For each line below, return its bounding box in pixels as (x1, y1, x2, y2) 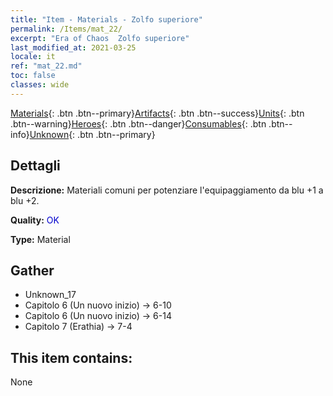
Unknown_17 (24, 289, 77, 301)
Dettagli (10, 157, 61, 175)
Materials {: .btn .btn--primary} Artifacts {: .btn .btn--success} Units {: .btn (10, 107, 305, 119)
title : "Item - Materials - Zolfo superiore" (10, 14, 203, 25)
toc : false (10, 71, 56, 81)
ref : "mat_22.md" (10, 61, 83, 71)
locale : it (10, 52, 56, 62)
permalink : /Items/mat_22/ (10, 24, 123, 34)
